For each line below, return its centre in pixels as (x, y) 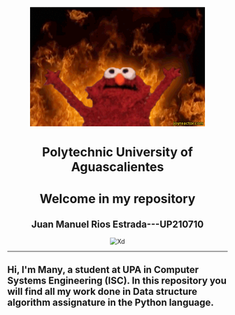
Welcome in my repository (117, 199)
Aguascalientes (117, 167)
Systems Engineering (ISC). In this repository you (117, 281)
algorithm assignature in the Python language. (111, 303)
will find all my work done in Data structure (102, 292)
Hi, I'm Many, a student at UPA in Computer (103, 270)
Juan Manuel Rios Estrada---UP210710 (117, 225)
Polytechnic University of (117, 152)
